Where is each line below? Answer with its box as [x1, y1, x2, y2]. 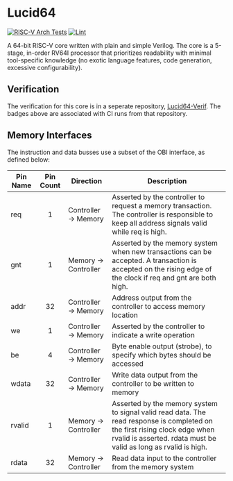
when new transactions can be [112, 246, 212, 256]
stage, [7, 49, 26, 57]
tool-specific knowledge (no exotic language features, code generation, [7, 56, 212, 64]
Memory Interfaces [7, 130, 92, 142]
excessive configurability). [7, 63, 83, 71]
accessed [112, 359, 144, 369]
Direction [71, 176, 103, 185]
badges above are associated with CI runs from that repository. [7, 109, 188, 117]
